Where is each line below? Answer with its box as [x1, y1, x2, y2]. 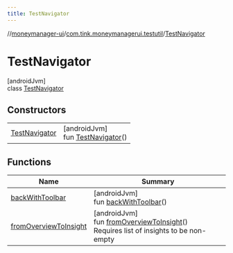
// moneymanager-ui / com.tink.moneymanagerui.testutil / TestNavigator [7, 29, 206, 38]
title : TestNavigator [7, 10, 70, 17]
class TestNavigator [7, 84, 64, 92]
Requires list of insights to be [93, 226, 188, 236]
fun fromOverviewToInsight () [93, 217, 189, 227]
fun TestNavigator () [63, 133, 128, 142]
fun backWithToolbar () [93, 197, 168, 207]
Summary [141, 177, 175, 186]
